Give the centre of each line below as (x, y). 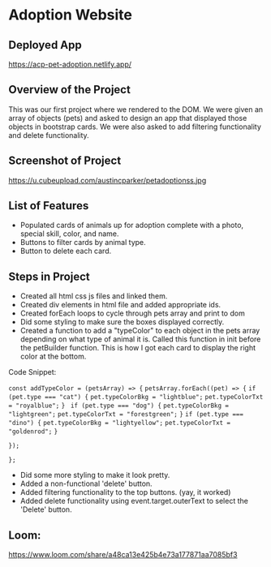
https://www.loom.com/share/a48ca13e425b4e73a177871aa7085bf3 (123, 555)
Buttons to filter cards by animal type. (83, 243)
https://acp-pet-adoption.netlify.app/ (70, 64)
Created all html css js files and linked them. (94, 296)
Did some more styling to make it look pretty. (95, 475)
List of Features (49, 206)
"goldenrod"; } (33, 432)
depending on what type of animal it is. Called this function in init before (140, 339)
